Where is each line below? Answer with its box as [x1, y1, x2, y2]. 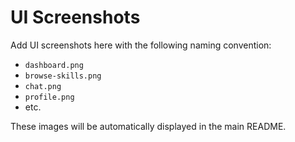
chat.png [24, 81, 62, 91]
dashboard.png [24, 60, 84, 70]
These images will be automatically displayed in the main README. [10, 120, 287, 132]
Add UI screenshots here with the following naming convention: [10, 39, 272, 51]
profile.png [24, 92, 75, 102]
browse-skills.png [24, 71, 102, 81]
